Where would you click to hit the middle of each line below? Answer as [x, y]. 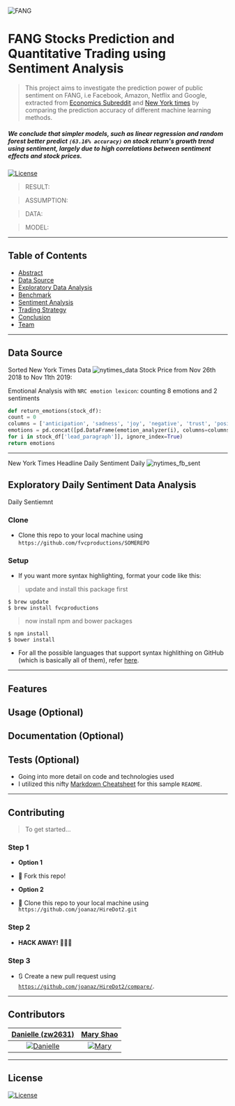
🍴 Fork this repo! [41, 876]
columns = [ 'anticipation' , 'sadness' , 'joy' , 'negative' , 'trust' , [109, 424]
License [25, 1078]
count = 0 [22, 417]
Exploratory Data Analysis [55, 287]
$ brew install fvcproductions [53, 608]
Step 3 [19, 960]
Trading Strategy [42, 310]
